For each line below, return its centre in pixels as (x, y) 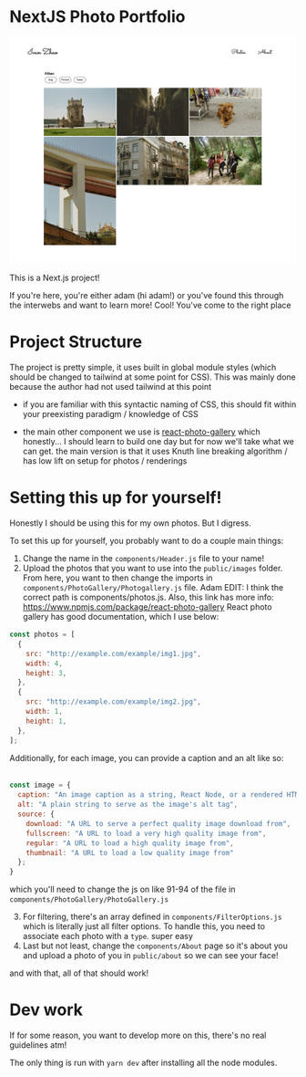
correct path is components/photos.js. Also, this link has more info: (148, 597)
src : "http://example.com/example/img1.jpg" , (114, 654)
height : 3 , (46, 673)
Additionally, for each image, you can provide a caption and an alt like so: (147, 758)
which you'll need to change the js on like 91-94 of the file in (122, 889)
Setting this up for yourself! (116, 498)
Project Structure (76, 342)
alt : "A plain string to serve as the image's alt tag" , (128, 805)
